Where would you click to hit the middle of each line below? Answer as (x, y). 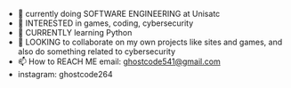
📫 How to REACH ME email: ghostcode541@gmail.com (119, 61)
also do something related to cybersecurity (97, 52)
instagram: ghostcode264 (65, 74)
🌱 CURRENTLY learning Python (75, 32)
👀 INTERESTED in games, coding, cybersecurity (105, 23)
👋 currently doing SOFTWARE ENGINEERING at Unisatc (119, 14)
